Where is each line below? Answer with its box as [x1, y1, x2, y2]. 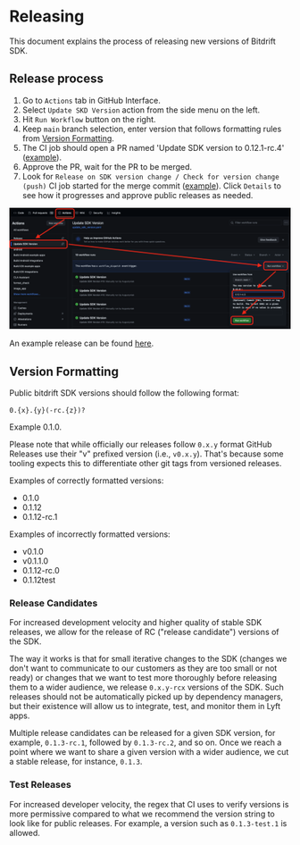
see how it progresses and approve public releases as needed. [21, 189, 254, 200]
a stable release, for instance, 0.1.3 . [9, 757, 143, 767]
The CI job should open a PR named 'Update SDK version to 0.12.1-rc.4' [21, 142, 285, 153]
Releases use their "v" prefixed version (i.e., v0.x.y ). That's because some [9, 448, 284, 459]
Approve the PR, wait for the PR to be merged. [21, 161, 193, 172]
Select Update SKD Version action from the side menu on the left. [21, 105, 261, 115]
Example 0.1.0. [9, 422, 62, 432]
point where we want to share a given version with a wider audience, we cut [9, 747, 289, 757]
